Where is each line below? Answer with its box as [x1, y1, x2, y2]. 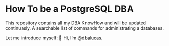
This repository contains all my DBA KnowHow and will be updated [5, 20, 146, 26]
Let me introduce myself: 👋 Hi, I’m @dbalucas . [5, 35, 103, 41]
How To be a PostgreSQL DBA [5, 3, 134, 15]
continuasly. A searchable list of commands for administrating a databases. [5, 25, 164, 31]
